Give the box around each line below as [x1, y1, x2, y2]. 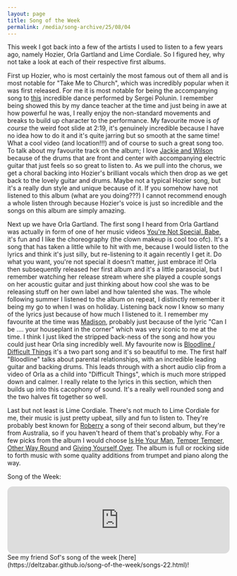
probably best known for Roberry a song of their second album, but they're [7, 421, 226, 430]
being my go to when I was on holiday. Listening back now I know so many [7, 303, 224, 311]
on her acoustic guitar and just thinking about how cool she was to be [7, 280, 210, 289]
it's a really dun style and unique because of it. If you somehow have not [7, 184, 219, 193]
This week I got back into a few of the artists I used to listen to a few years [7, 43, 224, 52]
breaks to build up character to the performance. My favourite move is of [7, 116, 219, 125]
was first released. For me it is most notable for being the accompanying [7, 86, 218, 95]
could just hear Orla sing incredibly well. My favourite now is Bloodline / [7, 340, 215, 349]
